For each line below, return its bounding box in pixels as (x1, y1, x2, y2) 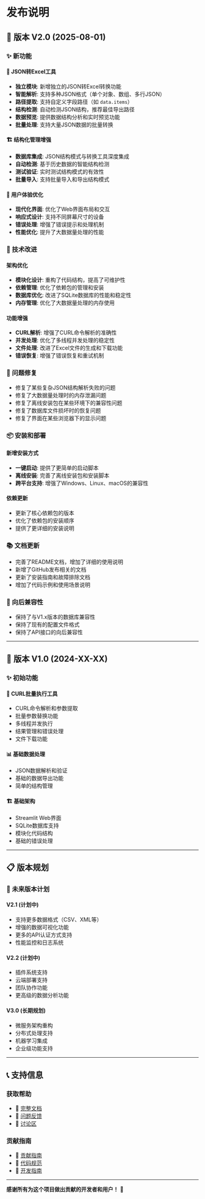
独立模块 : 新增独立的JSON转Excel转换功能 (15, 83, 122, 90)
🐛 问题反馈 (15, 1112, 42, 1120)
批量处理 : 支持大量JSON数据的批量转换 (15, 120, 113, 128)
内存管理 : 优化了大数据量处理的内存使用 (15, 299, 115, 306)
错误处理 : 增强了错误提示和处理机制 (15, 221, 104, 228)
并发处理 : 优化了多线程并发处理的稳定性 (15, 337, 115, 344)
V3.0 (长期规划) (6, 1006, 46, 1014)
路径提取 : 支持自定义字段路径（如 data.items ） (15, 98, 133, 105)
